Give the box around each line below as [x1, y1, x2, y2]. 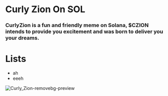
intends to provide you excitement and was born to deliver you [5, 28, 163, 35]
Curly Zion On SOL [5, 4, 86, 15]
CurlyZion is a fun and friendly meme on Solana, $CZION [5, 22, 149, 29]
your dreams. [5, 35, 39, 42]
